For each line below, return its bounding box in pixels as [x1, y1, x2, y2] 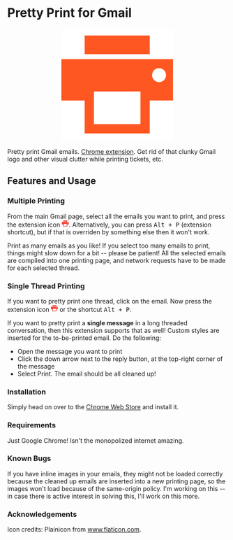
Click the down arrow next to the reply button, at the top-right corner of [17, 355, 223, 363]
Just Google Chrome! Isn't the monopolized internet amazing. [7, 436, 184, 445]
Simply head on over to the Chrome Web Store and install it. [7, 403, 179, 411]
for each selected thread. [7, 264, 80, 272]
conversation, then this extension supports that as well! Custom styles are [7, 326, 220, 334]
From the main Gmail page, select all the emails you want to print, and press [7, 212, 225, 220]
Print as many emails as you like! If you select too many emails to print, [7, 241, 211, 250]
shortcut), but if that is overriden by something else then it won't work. [7, 227, 210, 236]
